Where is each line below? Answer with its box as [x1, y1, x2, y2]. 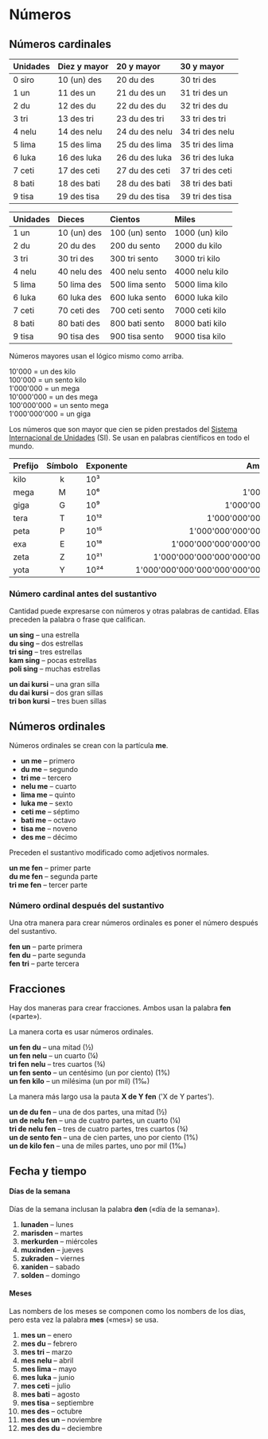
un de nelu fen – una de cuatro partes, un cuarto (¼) [9, 1116, 181, 1125]
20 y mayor [115, 61, 161, 72]
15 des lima [57, 139, 102, 150]
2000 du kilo [174, 241, 223, 251]
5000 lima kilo [174, 279, 228, 290]
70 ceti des [57, 305, 100, 316]
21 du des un [115, 88, 166, 98]
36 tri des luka [180, 152, 234, 163]
